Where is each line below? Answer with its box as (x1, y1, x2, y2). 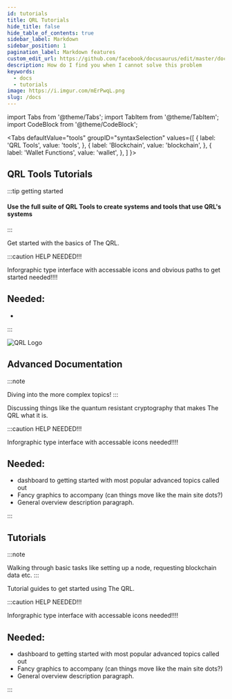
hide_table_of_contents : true (7, 29, 95, 37)
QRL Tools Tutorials (7, 168, 93, 180)
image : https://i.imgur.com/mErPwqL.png (7, 87, 126, 94)
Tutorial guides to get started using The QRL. (7, 585, 135, 593)
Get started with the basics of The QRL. (7, 239, 119, 247)
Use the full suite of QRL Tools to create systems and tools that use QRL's (7, 202, 222, 211)
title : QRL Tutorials (7, 17, 70, 24)
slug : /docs (7, 94, 41, 101)
